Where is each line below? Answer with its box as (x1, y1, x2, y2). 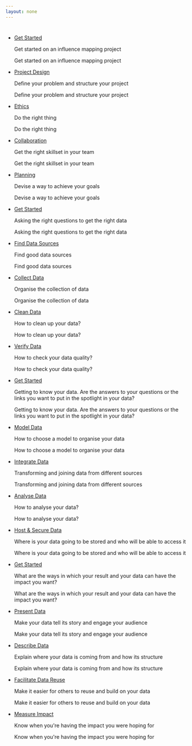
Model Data (14, 423, 42, 430)
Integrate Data (14, 458, 49, 465)
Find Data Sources (14, 239, 59, 247)
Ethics (14, 103, 29, 110)
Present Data (14, 607, 46, 614)
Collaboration (14, 137, 47, 144)
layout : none (5, 8, 38, 15)
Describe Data (14, 642, 49, 649)
